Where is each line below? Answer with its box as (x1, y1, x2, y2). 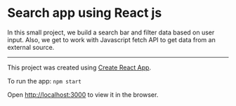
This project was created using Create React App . (7, 63, 152, 72)
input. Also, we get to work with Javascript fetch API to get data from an (7, 35, 216, 44)
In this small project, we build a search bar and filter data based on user (7, 28, 215, 37)
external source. (7, 43, 55, 51)
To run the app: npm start (7, 77, 82, 85)
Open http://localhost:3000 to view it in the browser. (7, 90, 159, 99)
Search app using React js (7, 5, 162, 21)
